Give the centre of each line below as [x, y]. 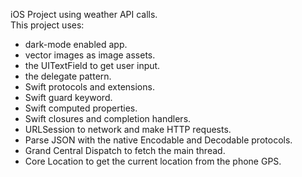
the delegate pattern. [68, 76]
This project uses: [47, 25]
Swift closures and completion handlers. [108, 118]
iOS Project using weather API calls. [84, 14]
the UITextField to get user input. [92, 65]
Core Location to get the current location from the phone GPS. [153, 161]
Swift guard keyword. [68, 97]
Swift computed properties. [81, 108]
